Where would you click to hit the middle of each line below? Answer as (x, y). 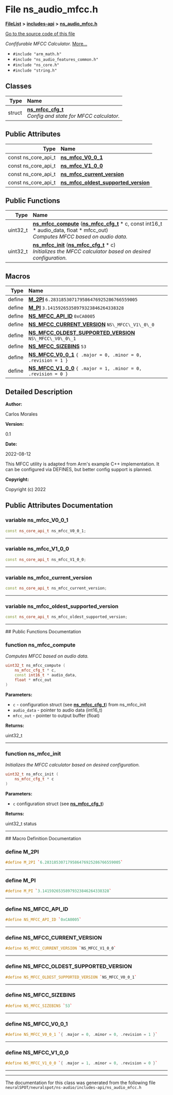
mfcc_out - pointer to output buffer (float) (56, 715)
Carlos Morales (21, 414)
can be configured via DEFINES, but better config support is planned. (79, 469)
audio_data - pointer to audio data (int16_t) (58, 710)
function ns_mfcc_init (33, 754)
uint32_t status (21, 823)
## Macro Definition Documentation (43, 838)
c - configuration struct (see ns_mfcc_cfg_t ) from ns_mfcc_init (79, 704)
